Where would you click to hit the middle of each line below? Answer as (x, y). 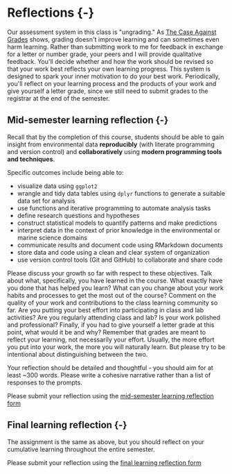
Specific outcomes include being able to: (65, 172)
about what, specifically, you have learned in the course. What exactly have (115, 280)
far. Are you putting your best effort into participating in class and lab (106, 310)
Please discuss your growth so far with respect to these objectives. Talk (110, 273)
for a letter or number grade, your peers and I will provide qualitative (105, 54)
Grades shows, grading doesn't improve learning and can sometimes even (113, 39)
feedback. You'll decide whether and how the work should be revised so (110, 61)
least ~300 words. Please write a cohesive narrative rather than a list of (109, 375)
